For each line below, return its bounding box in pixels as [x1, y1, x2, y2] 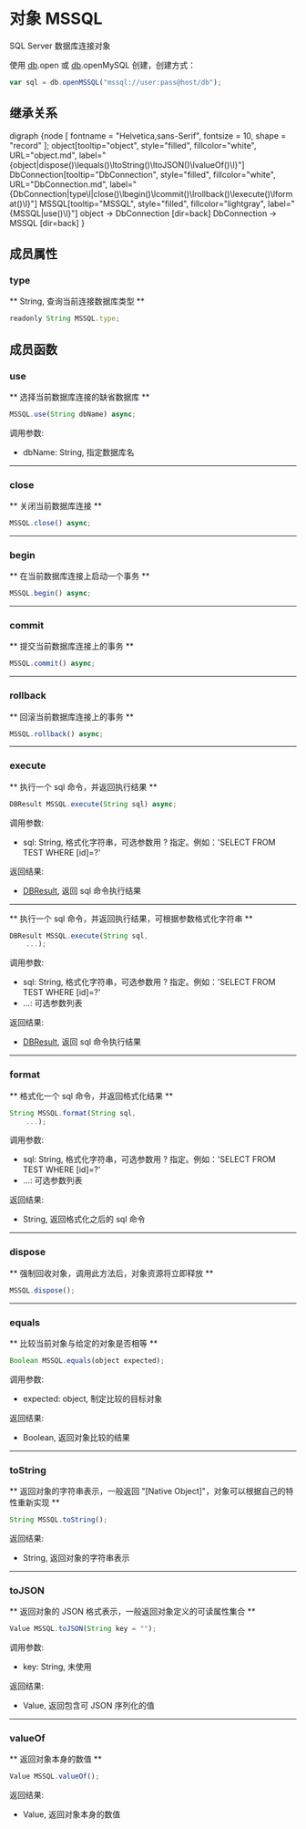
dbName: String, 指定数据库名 [22, 446, 135, 457]
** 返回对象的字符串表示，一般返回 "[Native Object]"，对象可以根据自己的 [9, 1486, 286, 1497]
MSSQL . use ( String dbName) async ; [9, 410, 137, 419]
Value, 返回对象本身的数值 [22, 1809, 121, 1820]
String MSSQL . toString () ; [9, 1515, 107, 1524]
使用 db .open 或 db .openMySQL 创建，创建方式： [9, 59, 197, 70]
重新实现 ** [16, 1497, 60, 1508]
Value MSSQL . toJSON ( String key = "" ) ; [9, 1625, 157, 1634]
